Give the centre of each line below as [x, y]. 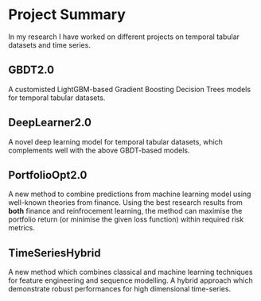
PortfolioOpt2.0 [48, 175]
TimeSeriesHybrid [55, 253]
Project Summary [67, 15]
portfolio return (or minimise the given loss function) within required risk [126, 219]
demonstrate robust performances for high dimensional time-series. [120, 289]
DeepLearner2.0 [50, 123]
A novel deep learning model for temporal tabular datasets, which [115, 141]
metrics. [22, 228]
